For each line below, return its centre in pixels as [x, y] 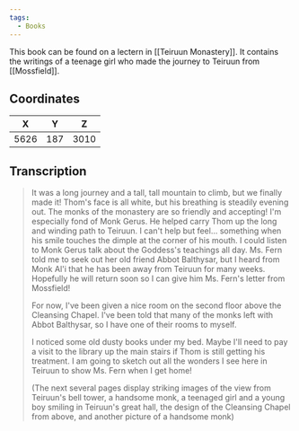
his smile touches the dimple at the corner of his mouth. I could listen [159, 241]
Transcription [48, 171]
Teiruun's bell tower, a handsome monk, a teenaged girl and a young [158, 398]
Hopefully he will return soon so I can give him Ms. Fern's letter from [158, 278]
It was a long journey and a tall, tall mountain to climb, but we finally [157, 193]
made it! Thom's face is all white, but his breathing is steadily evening [160, 202]
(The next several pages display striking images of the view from [151, 388]
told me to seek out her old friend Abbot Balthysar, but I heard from [155, 259]
